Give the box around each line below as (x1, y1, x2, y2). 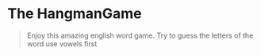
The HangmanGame (7, 5, 142, 23)
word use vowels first (26, 38, 98, 48)
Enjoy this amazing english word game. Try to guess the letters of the (26, 31, 254, 40)
